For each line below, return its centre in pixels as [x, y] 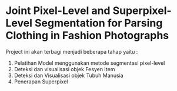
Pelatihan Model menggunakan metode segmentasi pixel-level [89, 63]
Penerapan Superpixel [41, 81]
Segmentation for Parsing [98, 23]
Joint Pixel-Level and [58, 11]
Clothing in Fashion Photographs [87, 36]
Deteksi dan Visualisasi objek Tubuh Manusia [69, 75]
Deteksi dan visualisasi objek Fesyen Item [64, 69]
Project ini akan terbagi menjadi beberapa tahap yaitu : [72, 51]
